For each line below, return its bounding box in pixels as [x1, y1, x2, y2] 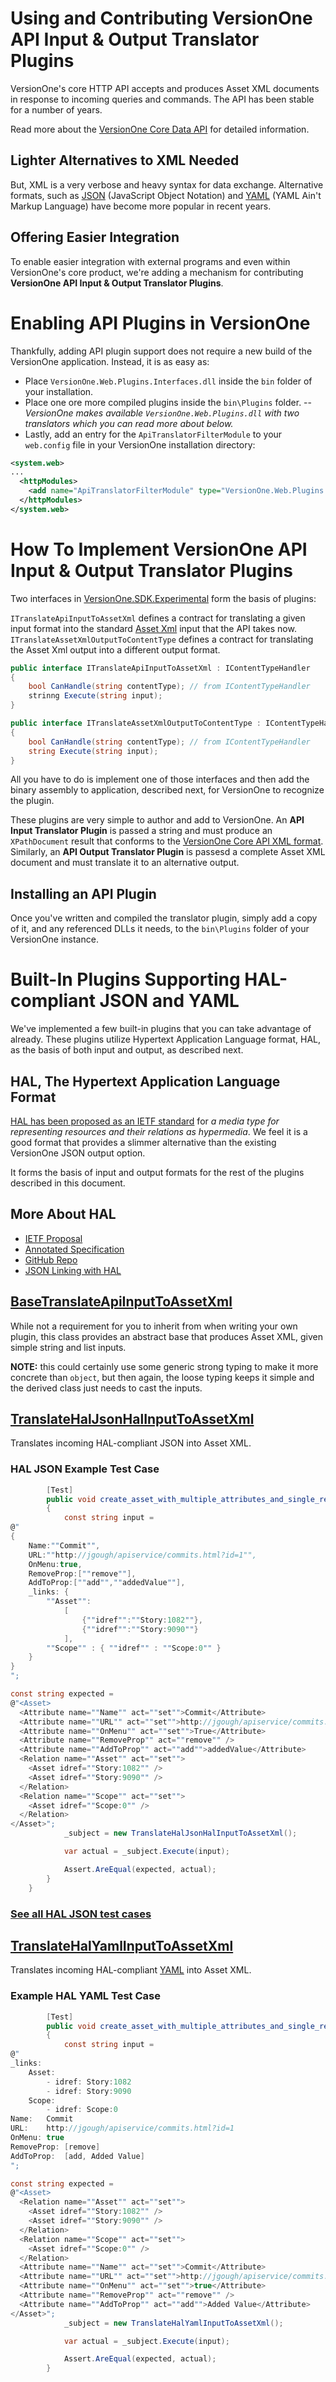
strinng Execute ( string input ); [28, 691, 163, 701]
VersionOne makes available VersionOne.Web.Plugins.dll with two [24, 407, 300, 419]
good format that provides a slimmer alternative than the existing [10, 1137, 277, 1148]
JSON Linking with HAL [24, 1264, 122, 1276]
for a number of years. [10, 103, 103, 116]
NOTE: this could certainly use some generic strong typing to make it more [10, 1360, 319, 1372]
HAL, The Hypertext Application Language [10, 1073, 281, 1090]
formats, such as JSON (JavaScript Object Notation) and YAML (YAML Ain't [10, 189, 322, 201]
